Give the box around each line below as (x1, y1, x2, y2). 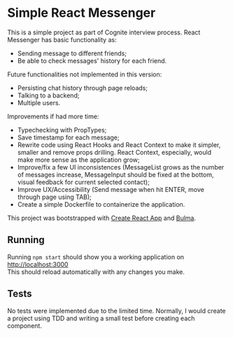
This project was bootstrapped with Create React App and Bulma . (7, 214, 196, 222)
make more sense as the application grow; (17, 156, 140, 164)
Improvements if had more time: (7, 112, 99, 121)
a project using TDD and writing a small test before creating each (7, 314, 195, 322)
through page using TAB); (17, 193, 92, 201)
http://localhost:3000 (7, 260, 69, 268)
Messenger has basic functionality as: (7, 35, 117, 43)
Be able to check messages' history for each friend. (17, 56, 167, 64)
